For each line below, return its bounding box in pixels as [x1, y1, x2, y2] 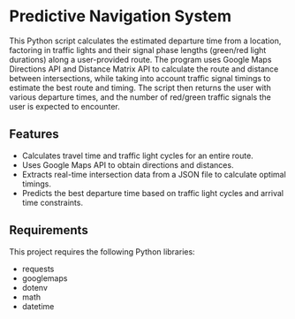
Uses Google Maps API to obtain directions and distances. [21, 159, 234, 170]
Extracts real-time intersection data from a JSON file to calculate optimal [21, 169, 287, 179]
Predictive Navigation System [9, 6, 232, 27]
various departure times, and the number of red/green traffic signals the [9, 91, 271, 103]
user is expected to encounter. [9, 101, 121, 111]
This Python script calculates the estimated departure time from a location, [9, 35, 282, 46]
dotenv [21, 282, 49, 292]
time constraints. [21, 197, 84, 208]
